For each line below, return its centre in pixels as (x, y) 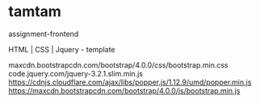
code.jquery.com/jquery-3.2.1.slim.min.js (76, 73)
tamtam (35, 12)
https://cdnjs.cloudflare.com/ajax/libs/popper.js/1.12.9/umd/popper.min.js (130, 82)
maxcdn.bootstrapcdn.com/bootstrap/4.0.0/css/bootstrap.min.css (118, 65)
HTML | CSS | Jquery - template (62, 49)
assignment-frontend (44, 34)
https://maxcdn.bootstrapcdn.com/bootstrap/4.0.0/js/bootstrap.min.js (124, 90)
